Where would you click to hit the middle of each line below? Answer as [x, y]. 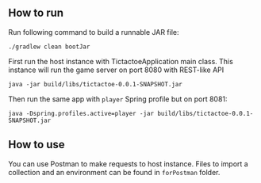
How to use [36, 145]
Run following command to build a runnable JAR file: [94, 32]
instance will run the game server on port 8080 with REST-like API [116, 70]
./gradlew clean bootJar [49, 47]
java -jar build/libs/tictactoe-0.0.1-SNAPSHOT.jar [95, 84]
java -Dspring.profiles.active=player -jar [81, 113]
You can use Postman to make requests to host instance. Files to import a [128, 164]
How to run [36, 13]
